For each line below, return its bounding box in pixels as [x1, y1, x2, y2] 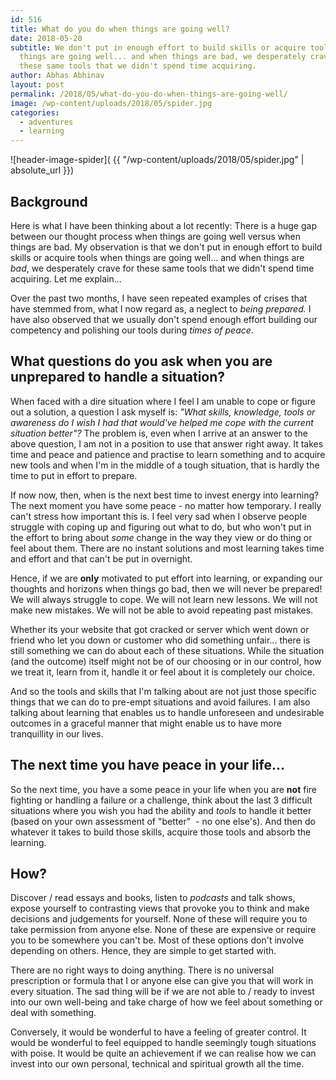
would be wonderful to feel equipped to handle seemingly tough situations [10, 1037, 317, 1049]
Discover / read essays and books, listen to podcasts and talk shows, [10, 892, 296, 904]
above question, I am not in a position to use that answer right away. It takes [10, 437, 324, 450]
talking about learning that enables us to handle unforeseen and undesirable [10, 706, 325, 718]
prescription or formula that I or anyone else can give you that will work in [10, 975, 314, 987]
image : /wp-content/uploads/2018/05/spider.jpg [10, 98, 213, 108]
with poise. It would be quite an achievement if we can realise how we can [10, 1047, 317, 1060]
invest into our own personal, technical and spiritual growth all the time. [10, 1058, 305, 1070]
